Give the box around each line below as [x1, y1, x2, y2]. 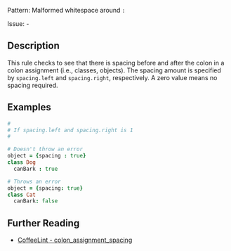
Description [7, 40, 60, 52]
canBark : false [13, 198, 58, 205]
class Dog [7, 159, 37, 166]
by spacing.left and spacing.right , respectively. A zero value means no [7, 73, 218, 82]
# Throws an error [7, 178, 61, 185]
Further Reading [7, 217, 80, 229]
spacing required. [7, 81, 58, 89]
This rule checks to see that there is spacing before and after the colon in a [7, 58, 225, 67]
